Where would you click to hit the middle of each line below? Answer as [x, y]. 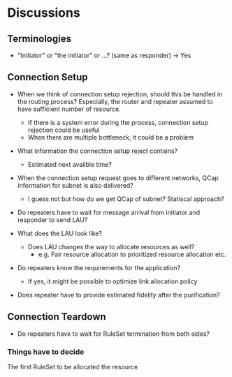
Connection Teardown [57, 317]
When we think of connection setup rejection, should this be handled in [120, 94]
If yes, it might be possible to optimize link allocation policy [113, 281]
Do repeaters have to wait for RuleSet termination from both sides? [113, 334]
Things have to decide [46, 352]
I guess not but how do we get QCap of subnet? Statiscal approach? [126, 199]
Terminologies [39, 39]
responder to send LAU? [52, 220]
